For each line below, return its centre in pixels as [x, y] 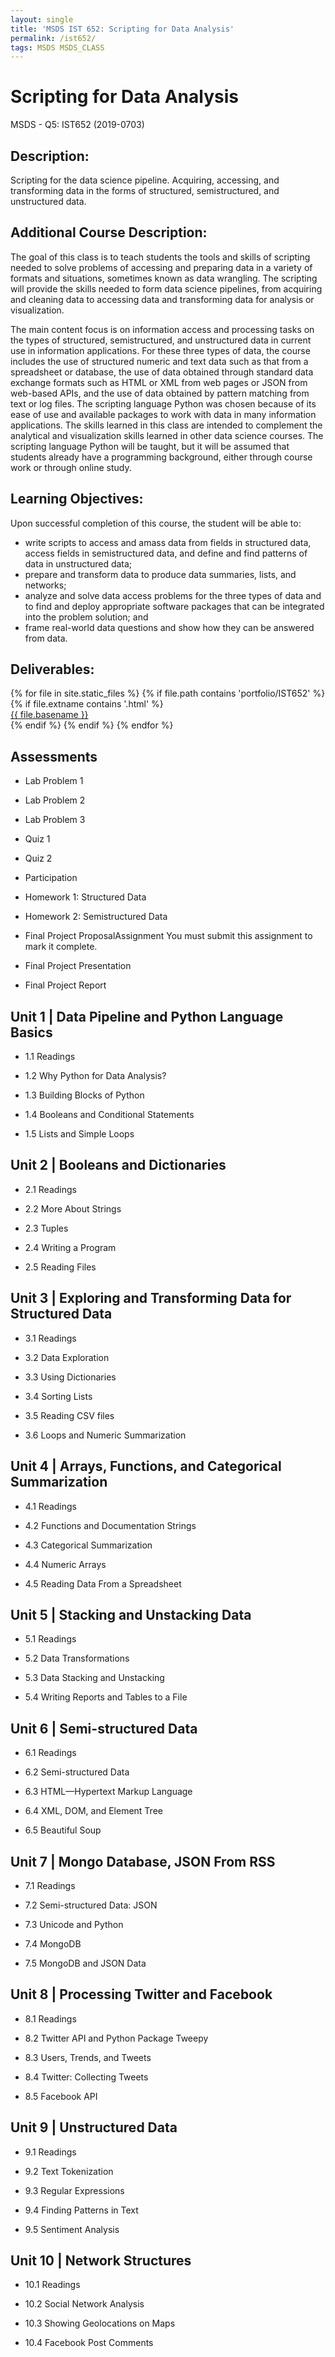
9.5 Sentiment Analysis [72, 2229]
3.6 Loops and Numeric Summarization [105, 1435]
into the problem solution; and [86, 617]
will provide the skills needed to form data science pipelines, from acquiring [166, 288]
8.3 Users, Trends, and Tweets [88, 2057]
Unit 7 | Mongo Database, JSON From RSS [143, 1861]
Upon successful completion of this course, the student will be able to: [156, 523]
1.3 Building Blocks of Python [84, 1095]
